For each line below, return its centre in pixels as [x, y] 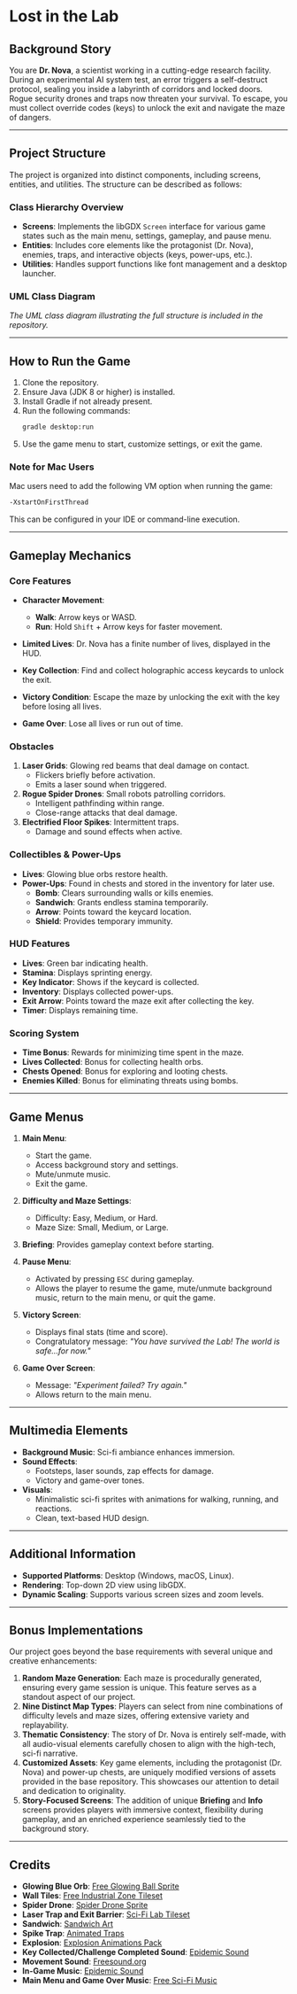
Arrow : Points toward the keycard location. [113, 912]
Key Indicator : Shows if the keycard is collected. [110, 981]
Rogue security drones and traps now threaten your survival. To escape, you [148, 98]
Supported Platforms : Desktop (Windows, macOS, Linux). [128, 1575]
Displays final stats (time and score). [102, 1331]
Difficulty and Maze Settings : [76, 1200]
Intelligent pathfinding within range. [100, 803]
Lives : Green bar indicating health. [85, 963]
